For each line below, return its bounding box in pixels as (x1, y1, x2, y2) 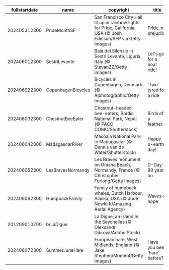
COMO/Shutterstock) (94, 126, 138, 132)
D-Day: (147, 162, 163, 168)
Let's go (147, 50, 164, 57)
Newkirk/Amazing (94, 201, 132, 207)
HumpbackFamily (46, 195, 82, 202)
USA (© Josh (94, 30, 122, 36)
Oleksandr (94, 224, 116, 230)
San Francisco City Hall (94, 14, 142, 20)
